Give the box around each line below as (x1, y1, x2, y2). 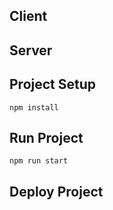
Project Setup (9, 76, 97, 93)
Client (9, 8, 48, 25)
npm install (9, 102, 59, 113)
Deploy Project (9, 183, 104, 200)
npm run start (9, 156, 69, 166)
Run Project (9, 129, 84, 146)
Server (9, 42, 53, 59)
